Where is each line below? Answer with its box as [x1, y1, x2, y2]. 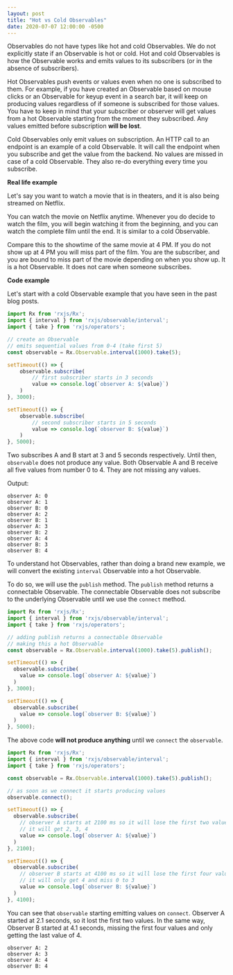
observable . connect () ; [7, 794, 73, 801]
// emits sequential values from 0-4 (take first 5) [7, 342, 163, 349]
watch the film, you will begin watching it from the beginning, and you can [7, 220, 218, 228]
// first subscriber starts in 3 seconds [32, 374, 154, 382]
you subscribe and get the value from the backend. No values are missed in [7, 150, 223, 158]
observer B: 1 [7, 517, 49, 524]
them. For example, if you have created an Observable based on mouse [7, 85, 212, 94]
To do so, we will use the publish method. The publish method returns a [7, 580, 214, 588]
